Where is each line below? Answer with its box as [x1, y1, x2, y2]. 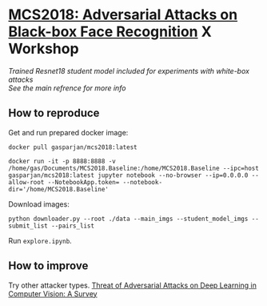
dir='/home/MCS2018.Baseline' [8, 185, 110, 193]
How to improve [8, 259, 89, 273]
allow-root [8, 178, 45, 186]
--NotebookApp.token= [47, 178, 120, 186]
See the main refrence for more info [8, 83, 126, 93]
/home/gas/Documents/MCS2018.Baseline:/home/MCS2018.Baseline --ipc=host [8, 164, 260, 172]
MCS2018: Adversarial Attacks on [8, 6, 238, 24]
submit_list [8, 222, 48, 230]
